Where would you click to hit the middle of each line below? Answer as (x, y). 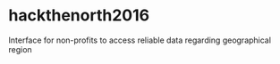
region (20, 49)
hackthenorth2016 (79, 16)
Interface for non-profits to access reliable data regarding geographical (140, 40)
